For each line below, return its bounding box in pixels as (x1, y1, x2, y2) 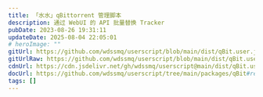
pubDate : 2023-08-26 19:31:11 (8, 26, 107, 34)
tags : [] (8, 77, 37, 84)
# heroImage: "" (8, 41, 61, 48)
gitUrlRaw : (8, 56, 44, 63)
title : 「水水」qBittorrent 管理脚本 (8, 11, 122, 20)
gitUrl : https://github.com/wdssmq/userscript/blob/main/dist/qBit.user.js (8, 48, 261, 56)
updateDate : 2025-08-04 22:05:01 (8, 33, 117, 41)
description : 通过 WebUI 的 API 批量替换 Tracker (8, 19, 165, 27)
